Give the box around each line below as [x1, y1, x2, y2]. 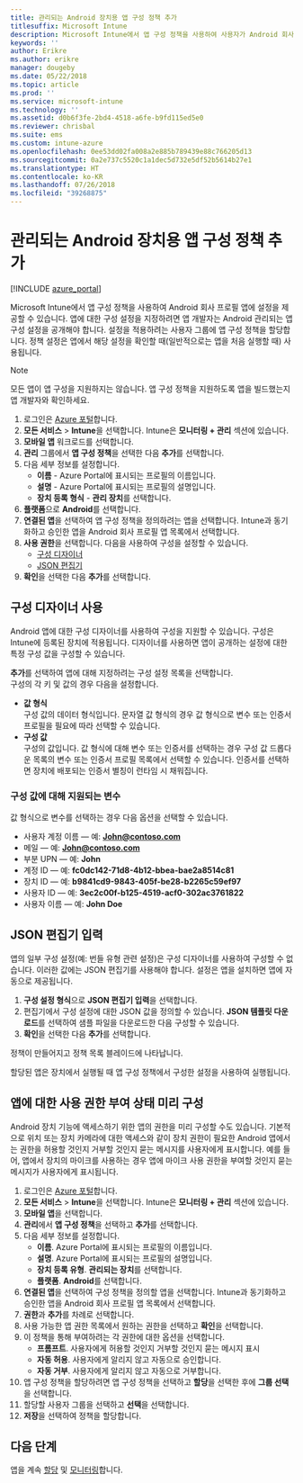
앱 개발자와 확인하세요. [10, 394, 90, 405]
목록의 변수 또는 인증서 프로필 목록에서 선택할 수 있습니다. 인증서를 [32, 753, 266, 765]
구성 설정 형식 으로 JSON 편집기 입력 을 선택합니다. [22, 994, 198, 1005]
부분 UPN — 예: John [22, 854, 102, 865]
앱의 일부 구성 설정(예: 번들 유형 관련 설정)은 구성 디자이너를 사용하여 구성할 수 [10, 953, 284, 964]
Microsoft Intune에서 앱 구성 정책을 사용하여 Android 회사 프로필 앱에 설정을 [10, 301, 280, 312]
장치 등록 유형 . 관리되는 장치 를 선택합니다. [36, 1263, 183, 1274]
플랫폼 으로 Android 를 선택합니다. [22, 503, 141, 514]
